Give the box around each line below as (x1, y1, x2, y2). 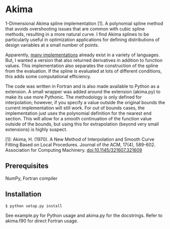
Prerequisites (5, 161, 49, 171)
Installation (5, 190, 42, 199)
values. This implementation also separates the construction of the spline (5, 62, 158, 69)
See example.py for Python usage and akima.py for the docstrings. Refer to (5, 212, 163, 218)
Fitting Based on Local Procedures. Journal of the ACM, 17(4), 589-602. (5, 141, 156, 148)
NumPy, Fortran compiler (5, 175, 58, 181)
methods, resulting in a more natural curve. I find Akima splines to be (5, 31, 149, 37)
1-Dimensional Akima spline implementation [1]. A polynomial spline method (5, 20, 163, 26)
